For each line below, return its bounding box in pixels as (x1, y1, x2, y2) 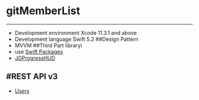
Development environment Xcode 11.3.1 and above (14, 29, 137, 36)
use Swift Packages (14, 48, 63, 55)
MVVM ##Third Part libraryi (14, 41, 82, 49)
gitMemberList (6, 4, 81, 18)
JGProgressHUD (14, 54, 56, 62)
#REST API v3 (6, 72, 58, 82)
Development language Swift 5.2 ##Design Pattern (14, 36, 139, 43)
